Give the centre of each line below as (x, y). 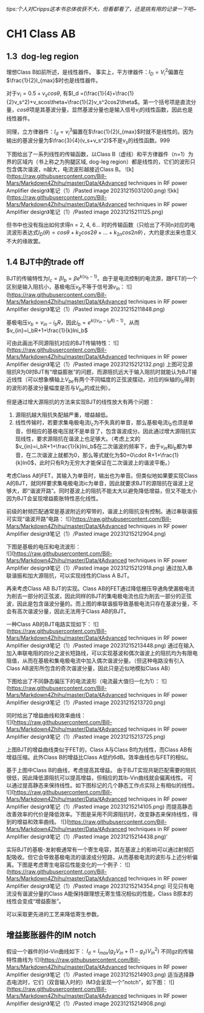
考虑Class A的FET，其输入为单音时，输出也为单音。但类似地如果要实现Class (102, 475)
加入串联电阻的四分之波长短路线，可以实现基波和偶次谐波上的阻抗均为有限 (99, 653)
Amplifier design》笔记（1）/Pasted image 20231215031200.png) (86, 191)
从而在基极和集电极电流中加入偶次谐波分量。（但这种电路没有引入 (103, 660)
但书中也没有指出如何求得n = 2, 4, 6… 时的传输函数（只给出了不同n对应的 (98, 225)
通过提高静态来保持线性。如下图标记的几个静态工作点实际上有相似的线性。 (104, 785)
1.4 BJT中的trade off (46, 262)
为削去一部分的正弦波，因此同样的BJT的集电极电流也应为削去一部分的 (94, 596)
